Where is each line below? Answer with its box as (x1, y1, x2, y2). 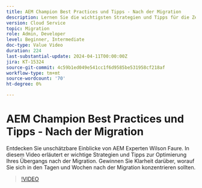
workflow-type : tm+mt (6, 70, 61, 76)
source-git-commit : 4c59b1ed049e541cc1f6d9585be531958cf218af (6, 64, 165, 71)
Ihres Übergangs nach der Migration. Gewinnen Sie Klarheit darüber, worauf (6, 157, 195, 165)
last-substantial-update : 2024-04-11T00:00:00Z (6, 53, 128, 59)
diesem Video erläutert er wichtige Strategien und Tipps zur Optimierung (6, 151, 187, 158)
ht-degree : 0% (6, 81, 42, 87)
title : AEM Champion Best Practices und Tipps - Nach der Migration (6, 8, 182, 15)
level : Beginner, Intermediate (6, 37, 85, 43)
